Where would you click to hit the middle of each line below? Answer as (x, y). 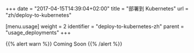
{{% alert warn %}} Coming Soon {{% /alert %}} (64, 44)
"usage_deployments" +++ (38, 33)
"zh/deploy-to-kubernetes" (39, 15)
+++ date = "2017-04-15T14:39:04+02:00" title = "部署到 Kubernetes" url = (97, 8)
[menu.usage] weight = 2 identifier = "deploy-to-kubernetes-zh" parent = (95, 26)
